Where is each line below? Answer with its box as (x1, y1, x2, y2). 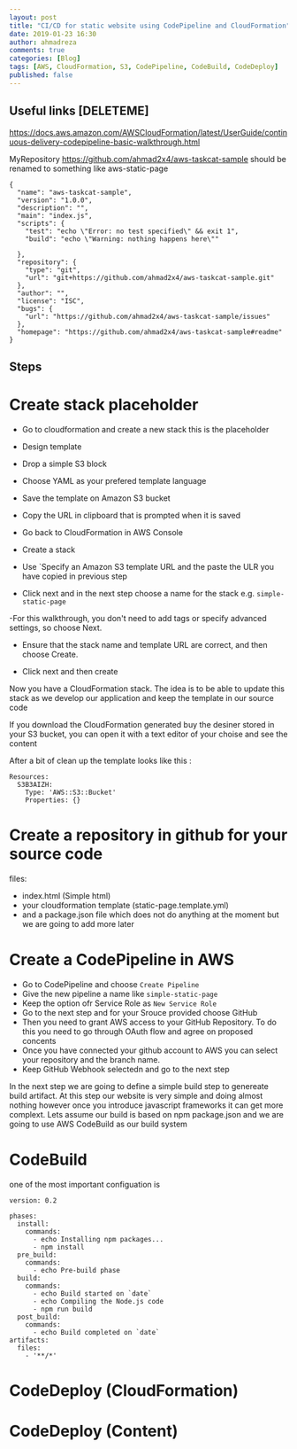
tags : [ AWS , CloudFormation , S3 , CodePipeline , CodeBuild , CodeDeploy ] (9, 63, 278, 72)
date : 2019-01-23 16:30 (9, 29, 97, 38)
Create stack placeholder (9, 395, 199, 415)
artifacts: (9, 1336, 49, 1344)
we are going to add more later (21, 918, 134, 929)
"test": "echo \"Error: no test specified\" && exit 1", (25, 227, 240, 236)
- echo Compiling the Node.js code (32, 1297, 164, 1305)
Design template (21, 440, 82, 452)
